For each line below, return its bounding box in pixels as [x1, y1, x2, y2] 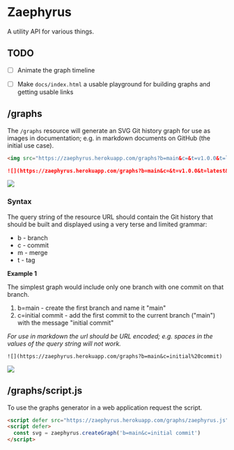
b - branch [17, 233, 48, 242]
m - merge [17, 248, 48, 256]
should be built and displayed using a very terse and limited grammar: [7, 220, 208, 228]
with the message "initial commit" [17, 318, 114, 327]
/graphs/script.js [7, 385, 82, 397]
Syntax [7, 196, 32, 206]
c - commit [17, 241, 49, 249]
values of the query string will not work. [7, 339, 122, 348]
